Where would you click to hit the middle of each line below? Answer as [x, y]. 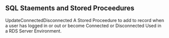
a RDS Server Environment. [34, 31]
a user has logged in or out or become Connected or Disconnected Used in [83, 25]
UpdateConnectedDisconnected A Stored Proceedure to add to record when [85, 20]
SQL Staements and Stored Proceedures [70, 8]
